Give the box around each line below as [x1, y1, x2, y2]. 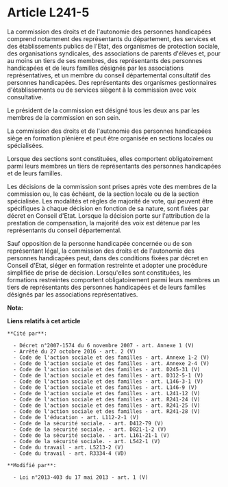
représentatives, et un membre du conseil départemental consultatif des [7, 71, 211, 79]
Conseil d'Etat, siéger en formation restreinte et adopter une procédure [7, 261, 207, 269]
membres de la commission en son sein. [7, 113, 121, 121]
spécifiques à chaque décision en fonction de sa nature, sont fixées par [7, 204, 210, 212]
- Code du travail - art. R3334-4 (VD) [13, 450, 127, 457]
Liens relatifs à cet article [7, 316, 81, 325]
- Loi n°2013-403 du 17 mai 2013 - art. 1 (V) [13, 474, 149, 481]
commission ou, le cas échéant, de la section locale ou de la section [7, 190, 199, 198]
